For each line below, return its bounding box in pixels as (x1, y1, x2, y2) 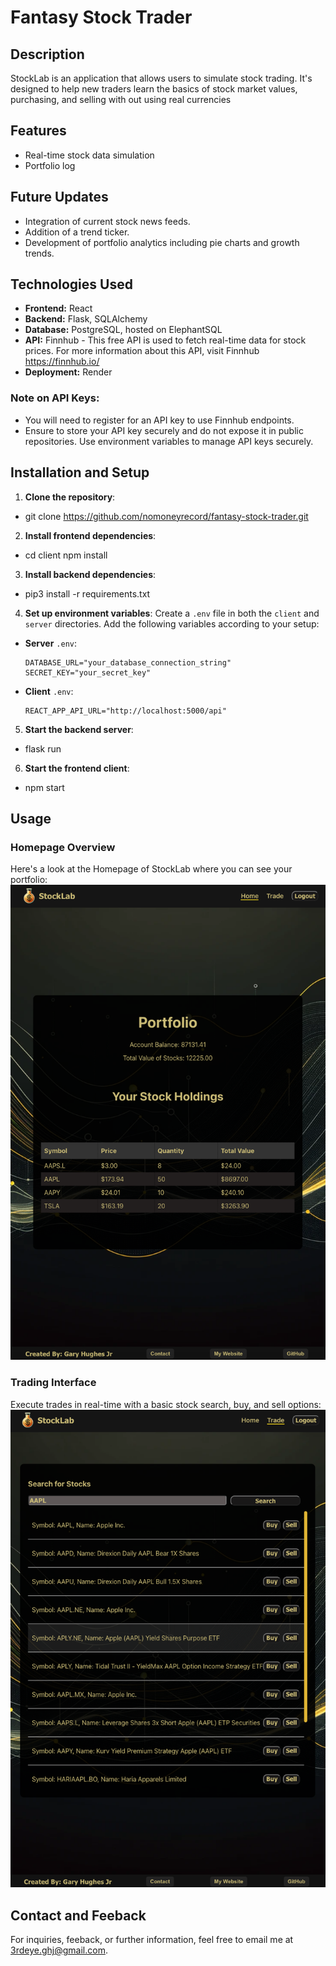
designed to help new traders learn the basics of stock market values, (10, 83, 298, 95)
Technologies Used (10, 276, 133, 293)
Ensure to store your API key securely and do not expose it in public (24, 424, 304, 436)
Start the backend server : (24, 723, 134, 735)
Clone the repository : (24, 491, 116, 503)
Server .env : (24, 637, 78, 649)
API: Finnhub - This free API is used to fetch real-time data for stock (24, 334, 307, 346)
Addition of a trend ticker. (24, 226, 130, 238)
